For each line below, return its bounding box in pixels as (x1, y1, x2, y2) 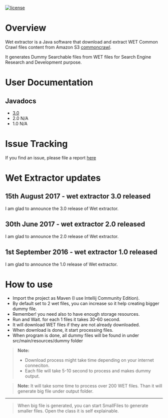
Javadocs (5, 97, 36, 105)
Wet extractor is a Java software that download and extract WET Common (5, 39, 158, 45)
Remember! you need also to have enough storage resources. (12, 311, 140, 317)
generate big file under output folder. (17, 388, 94, 394)
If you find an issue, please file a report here (5, 154, 96, 160)
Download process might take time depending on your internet (24, 357, 154, 363)
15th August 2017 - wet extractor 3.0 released (5, 192, 151, 200)
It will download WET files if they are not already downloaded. (12, 322, 140, 328)
